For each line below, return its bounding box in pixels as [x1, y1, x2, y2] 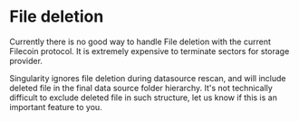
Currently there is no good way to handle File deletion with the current [9, 36, 272, 47]
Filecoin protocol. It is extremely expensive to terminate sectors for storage [9, 45, 290, 56]
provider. [9, 55, 43, 66]
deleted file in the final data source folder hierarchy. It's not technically [9, 82, 274, 93]
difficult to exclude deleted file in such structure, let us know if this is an [9, 92, 278, 103]
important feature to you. [9, 101, 102, 112]
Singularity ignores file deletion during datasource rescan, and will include [9, 72, 286, 83]
